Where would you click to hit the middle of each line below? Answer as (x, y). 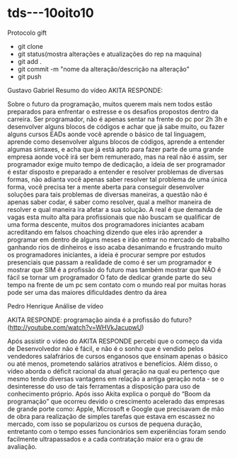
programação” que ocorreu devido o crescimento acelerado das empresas (116, 401)
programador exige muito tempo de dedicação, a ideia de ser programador (116, 164)
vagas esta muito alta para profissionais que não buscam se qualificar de (114, 217)
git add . (30, 61)
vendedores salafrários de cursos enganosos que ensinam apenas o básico (118, 356)
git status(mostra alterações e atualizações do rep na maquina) (110, 54)
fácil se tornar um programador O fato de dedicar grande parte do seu (110, 277)
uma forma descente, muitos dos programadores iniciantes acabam (106, 224)
